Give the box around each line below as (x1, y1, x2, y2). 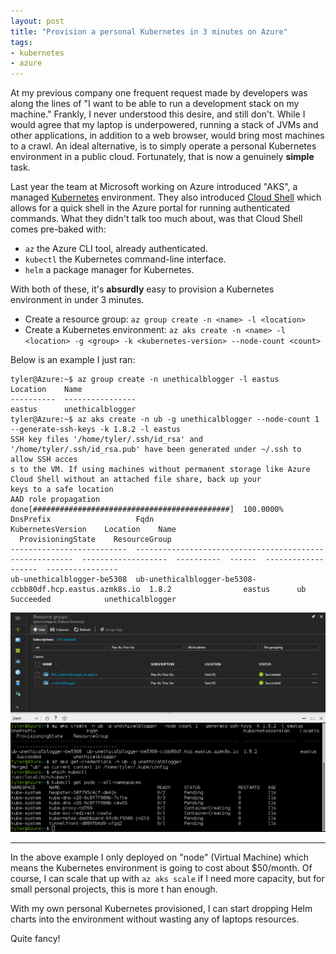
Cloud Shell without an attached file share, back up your (10, 475, 262, 485)
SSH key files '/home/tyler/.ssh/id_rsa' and (10, 435, 203, 445)
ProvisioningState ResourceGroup (19, 535, 172, 545)
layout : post (10, 16, 65, 26)
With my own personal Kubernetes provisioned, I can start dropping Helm (10, 903, 313, 915)
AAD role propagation (10, 495, 101, 505)
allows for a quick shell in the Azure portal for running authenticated (10, 202, 291, 214)
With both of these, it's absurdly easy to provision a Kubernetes (10, 283, 275, 295)
